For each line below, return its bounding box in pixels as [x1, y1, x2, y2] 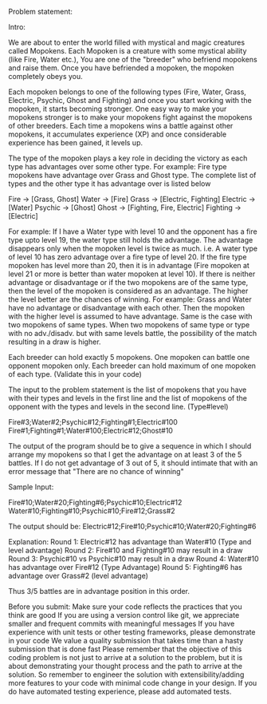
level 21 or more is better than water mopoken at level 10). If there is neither [8, 269, 256, 279]
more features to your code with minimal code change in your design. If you [8, 678, 257, 687]
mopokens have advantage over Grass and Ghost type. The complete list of [8, 171, 257, 180]
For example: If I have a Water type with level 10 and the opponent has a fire [8, 227, 257, 236]
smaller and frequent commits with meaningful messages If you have [8, 619, 235, 628]
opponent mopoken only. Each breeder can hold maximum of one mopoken [8, 361, 257, 370]
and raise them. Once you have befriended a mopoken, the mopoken [8, 63, 234, 73]
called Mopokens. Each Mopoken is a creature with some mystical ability [8, 46, 247, 55]
